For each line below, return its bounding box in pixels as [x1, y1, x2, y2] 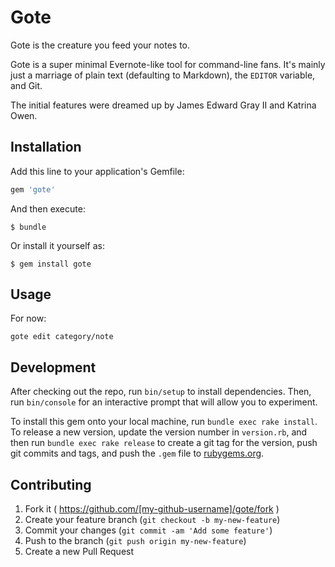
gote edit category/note [10, 332, 114, 342]
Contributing [10, 476, 92, 493]
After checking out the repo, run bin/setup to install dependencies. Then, [10, 386, 312, 398]
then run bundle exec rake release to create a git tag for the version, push [10, 437, 318, 449]
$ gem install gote [10, 259, 92, 269]
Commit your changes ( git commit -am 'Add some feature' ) [24, 524, 273, 536]
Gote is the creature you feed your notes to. [10, 39, 191, 51]
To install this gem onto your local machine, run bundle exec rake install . [10, 416, 318, 428]
